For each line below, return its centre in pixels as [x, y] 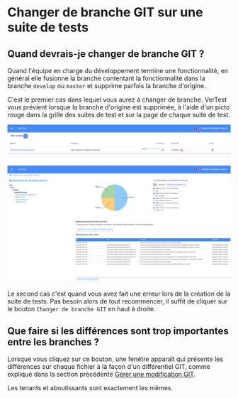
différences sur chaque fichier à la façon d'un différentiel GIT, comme [109, 367]
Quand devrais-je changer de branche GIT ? [106, 54]
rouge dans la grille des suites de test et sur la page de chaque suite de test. [119, 115]
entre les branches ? [53, 342]
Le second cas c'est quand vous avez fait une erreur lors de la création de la [119, 294]
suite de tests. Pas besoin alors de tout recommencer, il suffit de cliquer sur [118, 301]
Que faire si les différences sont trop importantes [118, 331]
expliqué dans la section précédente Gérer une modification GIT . [102, 375]
